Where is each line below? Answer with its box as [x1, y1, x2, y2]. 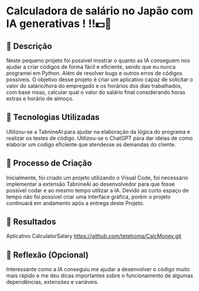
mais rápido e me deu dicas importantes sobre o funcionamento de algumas [6, 272, 194, 279]
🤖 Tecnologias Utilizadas [6, 112, 99, 122]
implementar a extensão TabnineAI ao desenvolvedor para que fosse [6, 180, 175, 188]
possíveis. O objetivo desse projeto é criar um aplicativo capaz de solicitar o [6, 76, 194, 83]
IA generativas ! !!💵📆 [6, 17, 112, 30]
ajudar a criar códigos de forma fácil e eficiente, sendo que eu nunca [6, 63, 176, 70]
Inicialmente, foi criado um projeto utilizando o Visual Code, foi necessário [6, 174, 189, 181]
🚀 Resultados [6, 217, 57, 227]
